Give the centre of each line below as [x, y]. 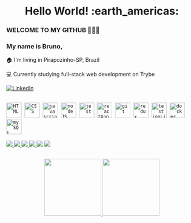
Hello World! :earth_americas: [102, 11]
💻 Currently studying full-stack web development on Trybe [81, 75]
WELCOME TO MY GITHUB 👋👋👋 [53, 30]
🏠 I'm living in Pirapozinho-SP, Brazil [53, 60]
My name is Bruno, [35, 47]
